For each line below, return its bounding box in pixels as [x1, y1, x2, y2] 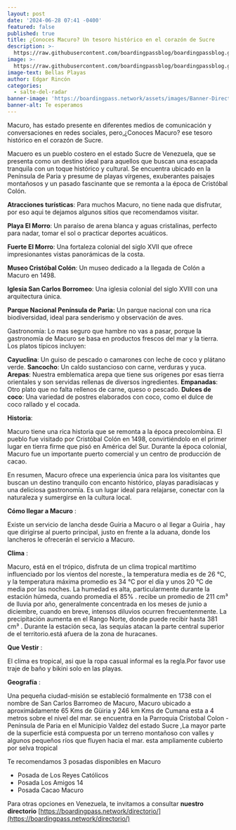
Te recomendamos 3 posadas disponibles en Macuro [7, 757, 162, 765]
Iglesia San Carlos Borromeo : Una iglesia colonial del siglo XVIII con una [7, 284, 218, 293]
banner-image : [7, 95, 49, 103]
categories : [7, 82, 42, 89]
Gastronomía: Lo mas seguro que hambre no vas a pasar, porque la [7, 327, 202, 335]
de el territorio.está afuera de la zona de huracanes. [7, 629, 158, 638]
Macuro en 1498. [7, 271, 56, 279]
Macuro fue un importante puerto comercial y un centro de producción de [7, 449, 221, 458]
